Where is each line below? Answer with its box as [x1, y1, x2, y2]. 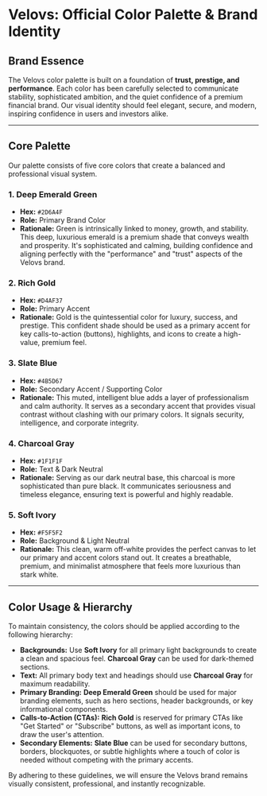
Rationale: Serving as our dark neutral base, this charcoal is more [19, 473, 236, 482]
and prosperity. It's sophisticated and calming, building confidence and [19, 241, 253, 250]
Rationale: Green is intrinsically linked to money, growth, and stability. [19, 224, 249, 234]
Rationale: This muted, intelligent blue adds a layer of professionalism [19, 392, 249, 402]
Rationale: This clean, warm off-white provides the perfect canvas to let [19, 545, 257, 554]
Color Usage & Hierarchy [8, 600, 133, 614]
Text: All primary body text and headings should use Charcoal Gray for [19, 670, 253, 681]
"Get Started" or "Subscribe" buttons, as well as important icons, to [19, 721, 241, 731]
